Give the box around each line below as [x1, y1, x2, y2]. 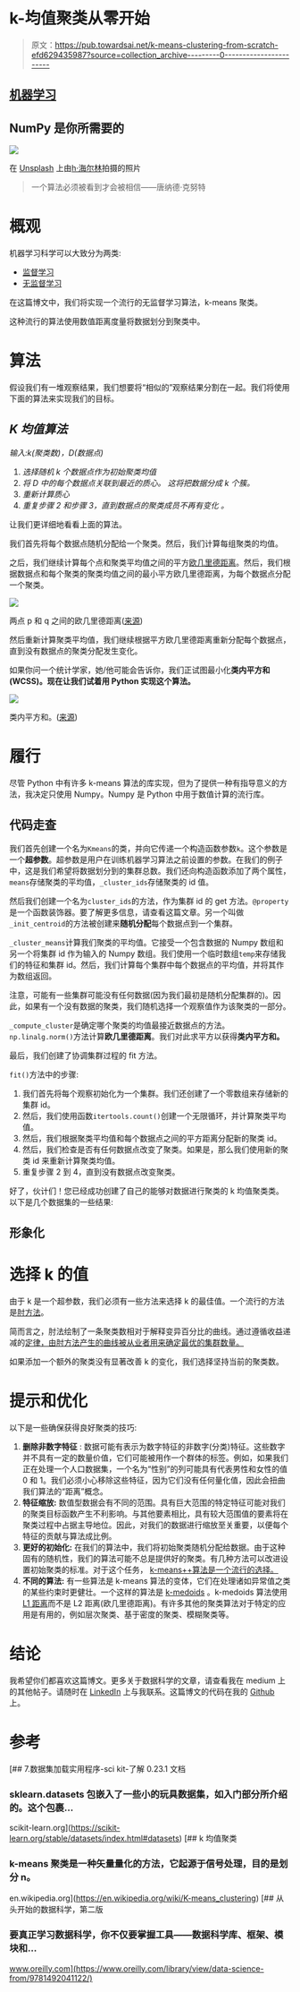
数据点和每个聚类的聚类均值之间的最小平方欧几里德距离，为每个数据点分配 [16, 568, 291, 578]
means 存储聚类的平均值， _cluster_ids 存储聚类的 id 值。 [9, 876, 214, 887]
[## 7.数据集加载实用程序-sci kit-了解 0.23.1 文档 [9, 1763, 186, 1774]
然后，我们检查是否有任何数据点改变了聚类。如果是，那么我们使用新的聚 [21, 1143, 288, 1155]
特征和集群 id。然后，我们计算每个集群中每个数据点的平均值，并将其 [24, 959, 277, 970]
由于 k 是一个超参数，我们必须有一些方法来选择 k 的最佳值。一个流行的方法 [9, 1295, 286, 1306]
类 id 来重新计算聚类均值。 [21, 1155, 121, 1166]
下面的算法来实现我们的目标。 [9, 393, 119, 404]
